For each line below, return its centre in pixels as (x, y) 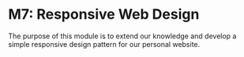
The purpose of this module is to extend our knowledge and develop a (122, 36)
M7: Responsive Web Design (104, 14)
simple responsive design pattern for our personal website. (104, 44)
